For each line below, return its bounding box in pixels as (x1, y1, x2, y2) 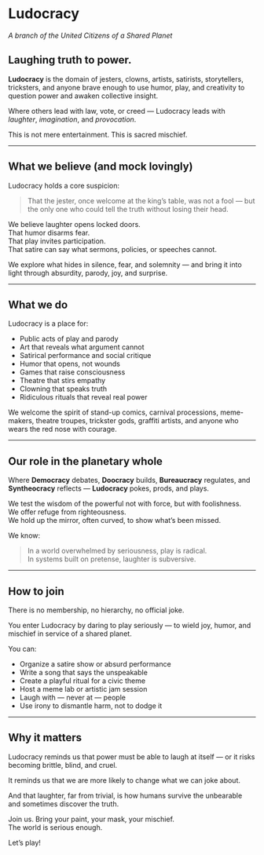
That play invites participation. (8, 236, 106, 246)
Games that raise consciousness (19, 367, 126, 377)
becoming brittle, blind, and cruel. (8, 760, 118, 769)
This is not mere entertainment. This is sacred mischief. (8, 130, 188, 139)
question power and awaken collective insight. (8, 91, 159, 100)
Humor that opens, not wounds (19, 359, 120, 369)
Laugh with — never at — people (19, 692, 126, 702)
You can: (8, 645, 37, 653)
